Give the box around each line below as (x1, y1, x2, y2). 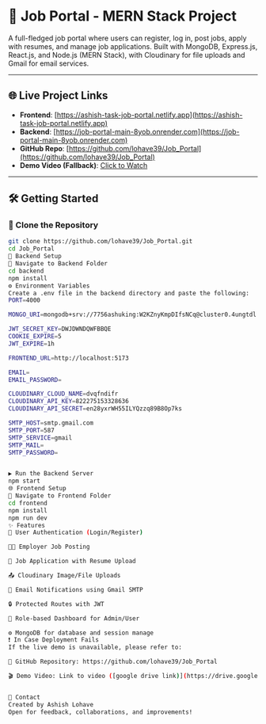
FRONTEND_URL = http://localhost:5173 (8, 354, 129, 362)
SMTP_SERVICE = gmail (8, 433, 73, 442)
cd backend (8, 267, 44, 275)
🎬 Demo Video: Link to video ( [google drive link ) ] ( (8, 673, 188, 680)
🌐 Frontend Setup (8, 485, 66, 493)
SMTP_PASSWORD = (8, 448, 59, 456)
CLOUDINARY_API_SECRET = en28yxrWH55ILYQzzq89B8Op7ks (8, 405, 182, 413)
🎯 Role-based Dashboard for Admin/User (8, 614, 140, 623)
